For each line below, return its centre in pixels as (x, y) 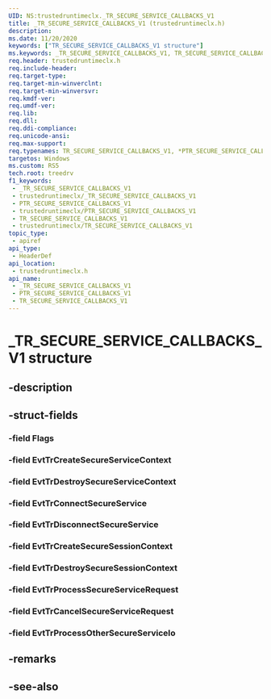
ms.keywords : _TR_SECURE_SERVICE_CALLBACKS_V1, (90, 53)
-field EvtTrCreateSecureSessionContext (91, 546)
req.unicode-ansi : (39, 136)
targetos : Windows (39, 158)
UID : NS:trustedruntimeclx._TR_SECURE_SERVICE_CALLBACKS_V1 (112, 16)
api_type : (25, 249)
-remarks (32, 659)
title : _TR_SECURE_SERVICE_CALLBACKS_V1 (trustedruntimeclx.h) (117, 23)
